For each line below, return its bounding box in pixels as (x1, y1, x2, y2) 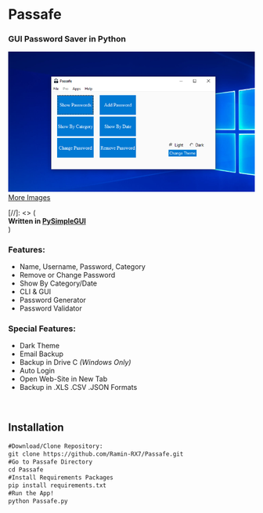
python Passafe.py (8, 497, 68, 505)
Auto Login (19, 366, 56, 376)
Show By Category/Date (19, 278, 98, 288)
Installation (8, 420, 64, 434)
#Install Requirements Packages (8, 474, 113, 482)
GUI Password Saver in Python (8, 34, 127, 45)
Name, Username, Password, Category (19, 261, 146, 271)
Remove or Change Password (19, 270, 116, 279)
